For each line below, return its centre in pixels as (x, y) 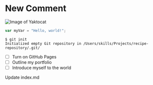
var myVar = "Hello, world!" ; (36, 30)
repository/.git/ (23, 48)
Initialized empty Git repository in (43, 43)
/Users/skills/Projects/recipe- (116, 43)
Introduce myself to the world (42, 68)
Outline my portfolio (32, 62)
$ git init (16, 39)
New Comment (36, 8)
